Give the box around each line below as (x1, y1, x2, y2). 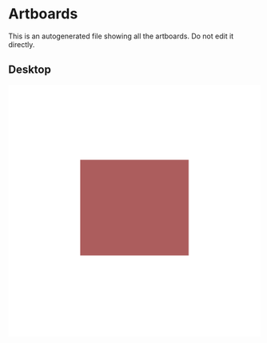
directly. (8, 39, 35, 49)
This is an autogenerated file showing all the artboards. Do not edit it (8, 31, 234, 41)
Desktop (8, 63, 52, 77)
